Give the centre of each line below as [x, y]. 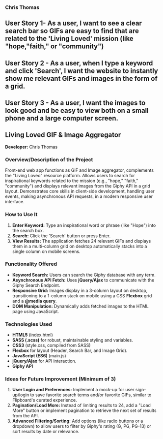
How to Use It [21, 215]
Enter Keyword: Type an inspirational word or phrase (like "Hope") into [84, 225]
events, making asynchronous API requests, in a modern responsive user [79, 196]
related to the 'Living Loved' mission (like [69, 39]
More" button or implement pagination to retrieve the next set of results [84, 410]
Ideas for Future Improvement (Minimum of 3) [61, 379]
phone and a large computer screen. [62, 118]
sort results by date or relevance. [46, 432]
